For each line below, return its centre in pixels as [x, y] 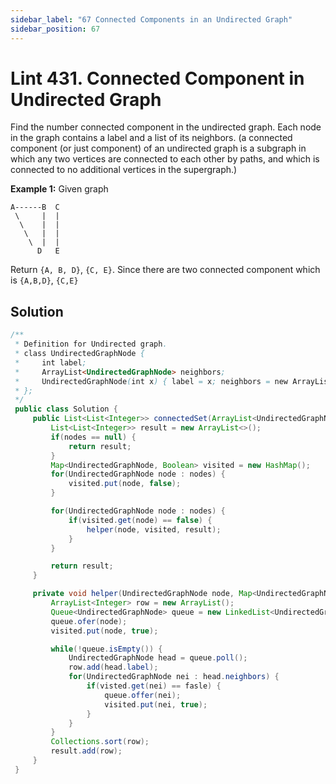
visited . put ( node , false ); [125, 484]
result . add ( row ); [86, 751]
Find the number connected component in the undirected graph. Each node [166, 127]
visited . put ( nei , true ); [156, 704]
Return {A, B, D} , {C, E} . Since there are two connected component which [165, 270]
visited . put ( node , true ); [104, 631]
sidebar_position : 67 [55, 29]
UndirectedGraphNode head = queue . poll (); [158, 658]
